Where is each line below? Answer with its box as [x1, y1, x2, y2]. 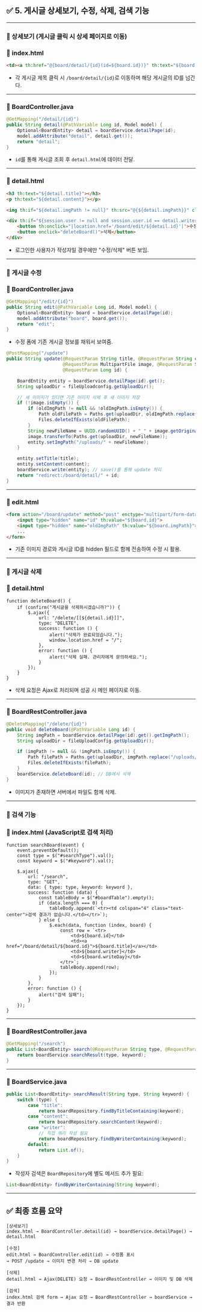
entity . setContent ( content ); [17, 461, 90, 468]
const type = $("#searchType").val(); [17, 852, 114, 859]
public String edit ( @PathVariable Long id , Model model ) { [6, 304, 158, 310]
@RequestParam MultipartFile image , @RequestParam [63, 362, 192, 368]
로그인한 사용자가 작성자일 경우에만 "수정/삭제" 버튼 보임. [14, 246, 149, 253]
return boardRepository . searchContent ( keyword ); [38, 1119, 163, 1125]
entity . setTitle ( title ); [17, 456, 79, 462]
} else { [38, 917, 61, 923]
